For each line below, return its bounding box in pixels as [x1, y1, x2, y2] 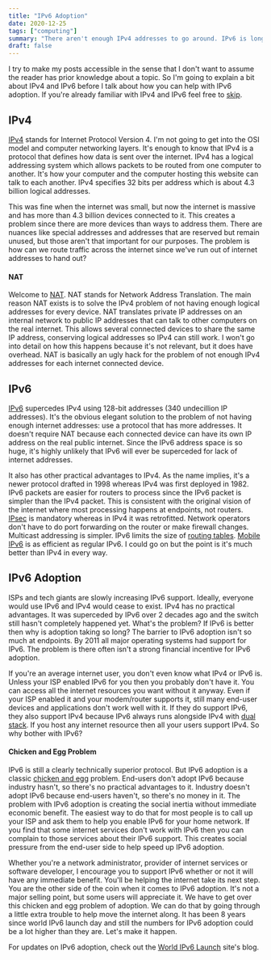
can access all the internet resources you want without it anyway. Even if [8, 685, 251, 695]
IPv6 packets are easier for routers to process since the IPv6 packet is [8, 487, 242, 497]
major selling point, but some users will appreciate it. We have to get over [8, 892, 252, 902]
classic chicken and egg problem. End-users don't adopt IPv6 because [8, 773, 244, 783]
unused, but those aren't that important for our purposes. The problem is [8, 236, 250, 246]
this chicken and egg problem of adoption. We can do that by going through [8, 900, 261, 910]
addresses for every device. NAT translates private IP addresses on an [8, 307, 243, 317]
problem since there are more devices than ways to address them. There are [8, 219, 263, 229]
